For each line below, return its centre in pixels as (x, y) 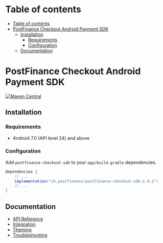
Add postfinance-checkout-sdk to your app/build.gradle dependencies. (81, 162)
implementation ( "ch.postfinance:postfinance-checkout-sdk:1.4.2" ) (87, 181)
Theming (22, 230)
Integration (24, 224)
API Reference (28, 219)
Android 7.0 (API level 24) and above (51, 138)
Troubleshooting (30, 235)
